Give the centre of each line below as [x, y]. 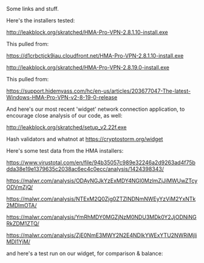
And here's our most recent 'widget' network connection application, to [96, 109]
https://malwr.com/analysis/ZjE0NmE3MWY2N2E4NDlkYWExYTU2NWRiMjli [102, 235]
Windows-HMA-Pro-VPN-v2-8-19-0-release [62, 97]
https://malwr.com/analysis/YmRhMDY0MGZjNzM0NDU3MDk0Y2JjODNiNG [101, 217]
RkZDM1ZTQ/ [23, 223]
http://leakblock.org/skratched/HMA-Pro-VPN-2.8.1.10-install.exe [87, 32]
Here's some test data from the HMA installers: [65, 151]
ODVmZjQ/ [20, 187]
